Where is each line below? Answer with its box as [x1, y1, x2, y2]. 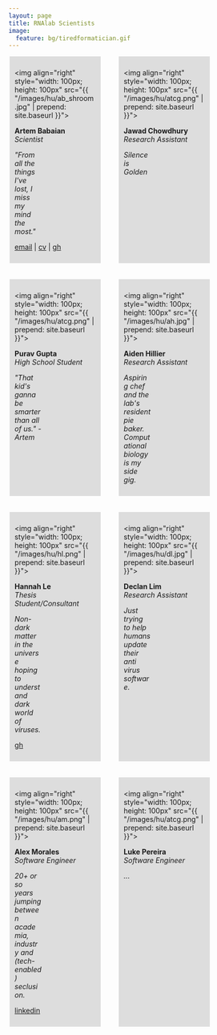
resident [123, 407, 151, 417]
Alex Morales [14, 847, 60, 857]
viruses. [14, 725, 41, 735]
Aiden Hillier [123, 349, 166, 359]
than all [14, 416, 40, 425]
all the [14, 159, 35, 168]
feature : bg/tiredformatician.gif [15, 34, 131, 42]
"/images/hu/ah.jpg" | [123, 316, 195, 326]
